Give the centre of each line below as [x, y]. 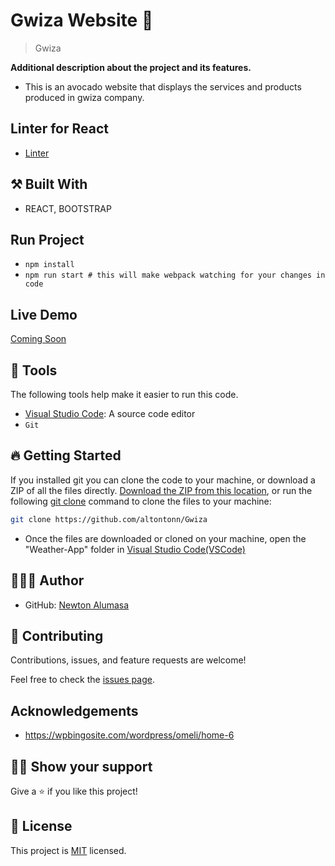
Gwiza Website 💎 [82, 20]
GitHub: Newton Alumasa [77, 605]
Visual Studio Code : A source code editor [110, 413]
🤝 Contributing [57, 635]
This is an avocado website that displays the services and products [163, 86]
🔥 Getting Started [66, 455]
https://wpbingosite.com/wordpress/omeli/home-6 [129, 735]
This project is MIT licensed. [68, 850]
